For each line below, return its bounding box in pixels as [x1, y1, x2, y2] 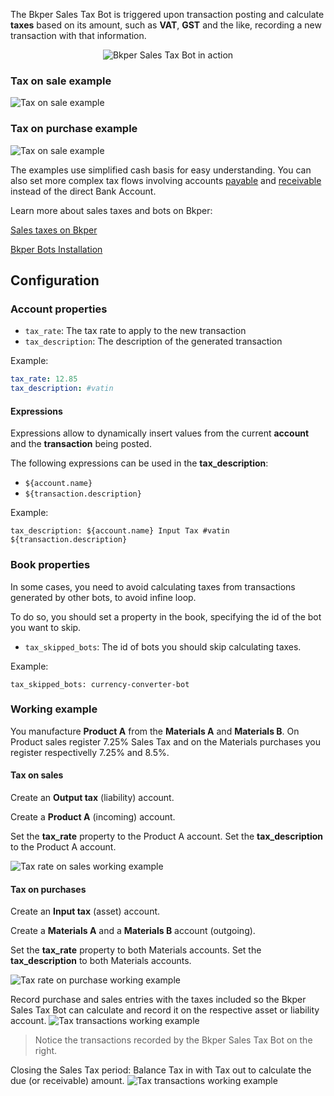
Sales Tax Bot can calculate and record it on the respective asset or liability [10, 1004, 320, 1016]
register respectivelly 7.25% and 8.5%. [10, 746, 170, 758]
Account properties [10, 302, 108, 316]
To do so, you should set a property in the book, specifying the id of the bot [10, 610, 322, 623]
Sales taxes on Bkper [10, 224, 98, 236]
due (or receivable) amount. [10, 1075, 125, 1087]
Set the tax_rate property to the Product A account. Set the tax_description [10, 830, 324, 843]
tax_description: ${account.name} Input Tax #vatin [10, 526, 230, 536]
